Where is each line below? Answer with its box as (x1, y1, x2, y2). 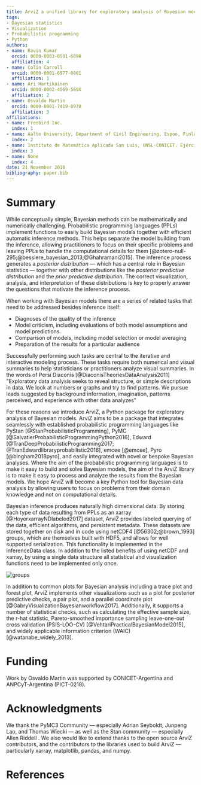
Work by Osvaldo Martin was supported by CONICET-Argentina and (6, 674, 173, 681)
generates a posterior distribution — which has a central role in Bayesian (6, 260, 185, 267)
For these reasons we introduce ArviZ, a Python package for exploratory (6, 408, 185, 415)
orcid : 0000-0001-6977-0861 (11, 70, 82, 76)
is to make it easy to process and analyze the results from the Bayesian (6, 471, 182, 479)
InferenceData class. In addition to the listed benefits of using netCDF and (6, 547, 188, 554)
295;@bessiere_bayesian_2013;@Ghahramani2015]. (6, 254, 135, 261)
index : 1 (11, 126, 33, 132)
